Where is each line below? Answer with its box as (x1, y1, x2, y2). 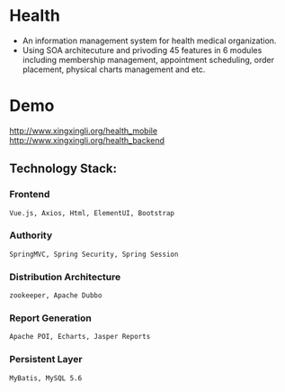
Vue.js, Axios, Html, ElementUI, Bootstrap (9, 208, 175, 217)
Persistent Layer (9, 353, 83, 366)
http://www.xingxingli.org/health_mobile (9, 125, 158, 136)
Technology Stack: (9, 161, 118, 177)
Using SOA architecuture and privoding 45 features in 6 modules (22, 44, 263, 55)
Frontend (9, 188, 50, 201)
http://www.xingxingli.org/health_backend (9, 134, 165, 145)
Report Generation (9, 312, 93, 324)
